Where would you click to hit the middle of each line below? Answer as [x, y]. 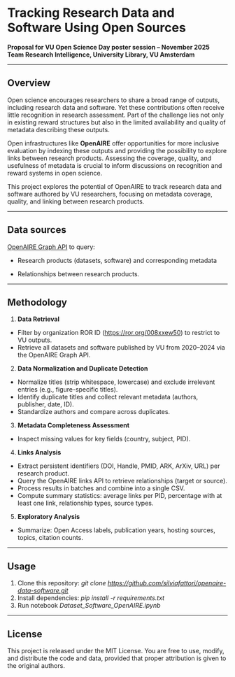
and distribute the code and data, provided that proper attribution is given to [117, 658]
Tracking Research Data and [91, 13]
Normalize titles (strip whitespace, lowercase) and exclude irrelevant [116, 382]
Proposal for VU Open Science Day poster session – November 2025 [108, 47]
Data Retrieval [38, 319]
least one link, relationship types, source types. [85, 503]
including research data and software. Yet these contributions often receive [116, 107]
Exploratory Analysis [49, 517]
